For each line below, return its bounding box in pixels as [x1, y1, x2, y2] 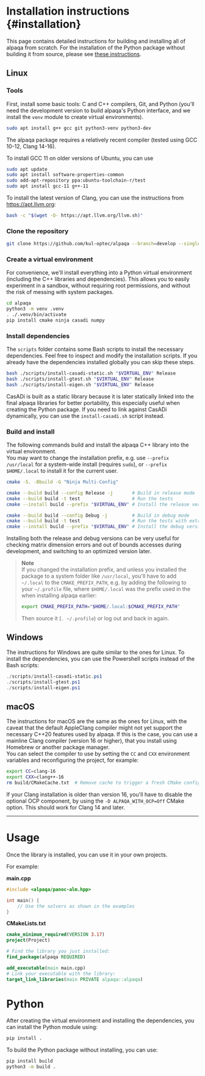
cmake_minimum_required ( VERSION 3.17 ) [6, 931, 105, 938]
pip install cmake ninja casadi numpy [6, 317, 105, 323]
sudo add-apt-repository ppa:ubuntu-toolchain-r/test [6, 178, 146, 184]
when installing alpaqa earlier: [21, 592, 97, 599]
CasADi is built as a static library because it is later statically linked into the [6, 392, 194, 400]
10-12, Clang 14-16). [6, 142, 57, 150]
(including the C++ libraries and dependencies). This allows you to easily [6, 276, 190, 283]
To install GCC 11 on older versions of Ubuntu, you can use [6, 154, 154, 162]
